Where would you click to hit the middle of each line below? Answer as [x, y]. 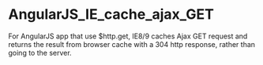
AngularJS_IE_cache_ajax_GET [111, 14]
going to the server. [40, 52]
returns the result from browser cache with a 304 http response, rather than [131, 44]
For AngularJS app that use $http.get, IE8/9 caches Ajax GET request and [128, 36]
